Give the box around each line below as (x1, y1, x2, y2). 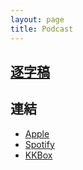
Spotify (24, 138, 55, 150)
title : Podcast (10, 24, 74, 34)
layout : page (10, 14, 65, 25)
